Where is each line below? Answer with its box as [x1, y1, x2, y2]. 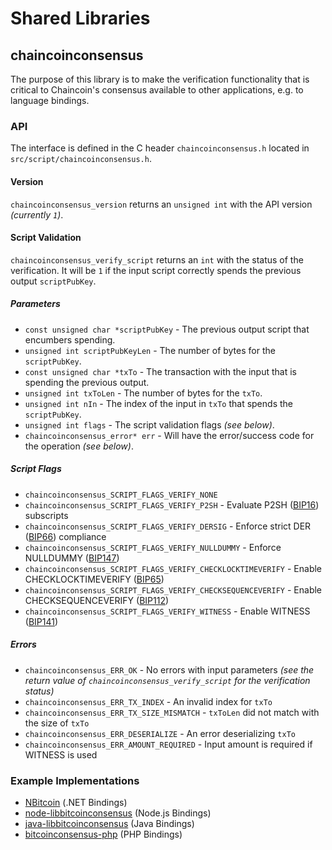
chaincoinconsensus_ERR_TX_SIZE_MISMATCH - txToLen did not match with [24, 706, 320, 718]
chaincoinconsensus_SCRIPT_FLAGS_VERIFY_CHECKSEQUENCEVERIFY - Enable [24, 583, 323, 596]
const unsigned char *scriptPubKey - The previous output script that [24, 323, 310, 335]
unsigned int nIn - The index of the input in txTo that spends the [24, 397, 293, 409]
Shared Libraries [10, 7, 151, 30]
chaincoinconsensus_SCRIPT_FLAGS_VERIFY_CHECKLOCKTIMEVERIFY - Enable [24, 562, 323, 574]
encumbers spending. [24, 333, 116, 346]
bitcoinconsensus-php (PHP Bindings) [24, 828, 183, 840]
